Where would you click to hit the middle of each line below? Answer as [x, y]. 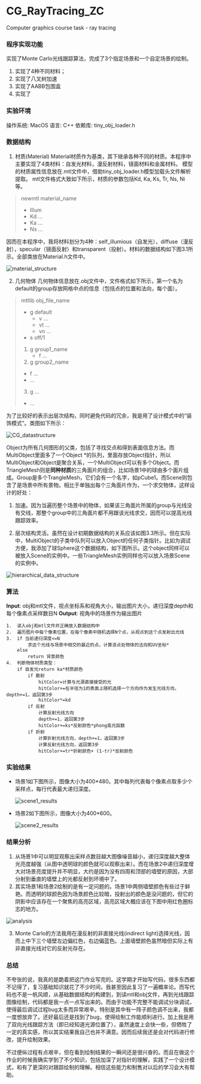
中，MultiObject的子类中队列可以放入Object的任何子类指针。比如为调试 [103, 540]
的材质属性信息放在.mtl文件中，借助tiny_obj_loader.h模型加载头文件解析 [103, 171]
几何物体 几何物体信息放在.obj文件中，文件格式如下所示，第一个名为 [99, 281]
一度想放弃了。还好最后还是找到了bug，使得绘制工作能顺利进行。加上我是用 [100, 1017]
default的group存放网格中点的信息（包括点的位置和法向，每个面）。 [98, 288]
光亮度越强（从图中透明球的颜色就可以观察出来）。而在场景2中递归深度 [102, 864]
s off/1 [37, 337]
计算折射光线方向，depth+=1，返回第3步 [81, 739]
